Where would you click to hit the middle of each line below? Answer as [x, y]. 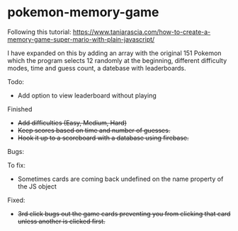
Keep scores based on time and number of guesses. [94, 130]
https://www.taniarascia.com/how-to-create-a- [142, 32]
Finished [20, 109]
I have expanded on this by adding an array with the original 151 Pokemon [114, 53]
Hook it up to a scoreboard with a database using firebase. [103, 138]
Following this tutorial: [40, 32]
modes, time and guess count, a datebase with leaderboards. [97, 68]
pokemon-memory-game [83, 12]
